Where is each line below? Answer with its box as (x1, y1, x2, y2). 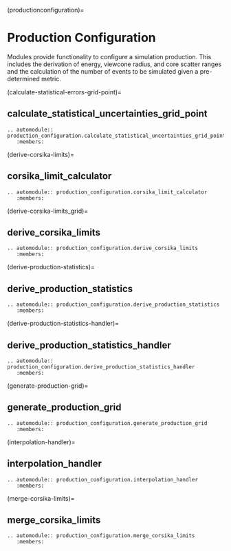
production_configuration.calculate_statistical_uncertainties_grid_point (7, 132, 226, 139)
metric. (41, 74, 62, 83)
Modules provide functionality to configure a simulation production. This (7, 52, 212, 61)
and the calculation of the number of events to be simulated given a (7, 67, 199, 75)
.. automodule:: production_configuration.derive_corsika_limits (7, 245, 198, 252)
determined (7, 74, 40, 83)
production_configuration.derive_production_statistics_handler (7, 364, 195, 371)
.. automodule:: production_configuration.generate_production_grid (7, 419, 208, 426)
